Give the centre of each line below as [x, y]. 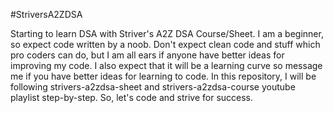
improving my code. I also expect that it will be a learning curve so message [166, 65]
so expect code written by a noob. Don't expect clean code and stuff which [165, 44]
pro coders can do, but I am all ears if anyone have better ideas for [147, 55]
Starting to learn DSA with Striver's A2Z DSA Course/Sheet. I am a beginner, [167, 33]
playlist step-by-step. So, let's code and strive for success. [132, 97]
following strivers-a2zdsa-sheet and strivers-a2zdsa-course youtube [153, 87]
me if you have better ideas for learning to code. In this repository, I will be [163, 76]
